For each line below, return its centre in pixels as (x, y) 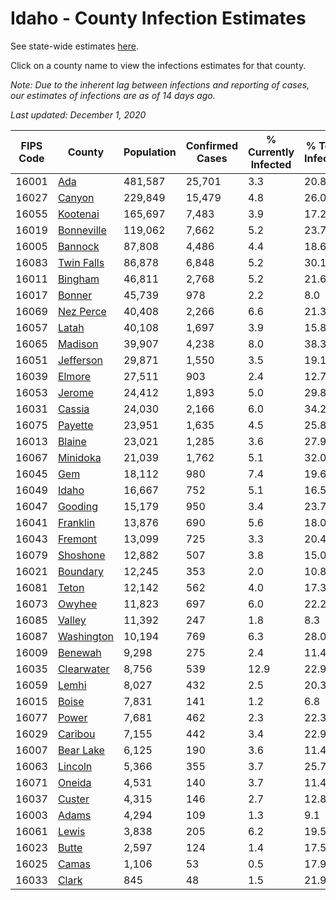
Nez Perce (82, 311)
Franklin (76, 522)
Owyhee (77, 604)
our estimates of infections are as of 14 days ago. (113, 95)
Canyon (76, 197)
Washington (85, 636)
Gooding (77, 506)
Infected (271, 164)
